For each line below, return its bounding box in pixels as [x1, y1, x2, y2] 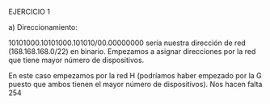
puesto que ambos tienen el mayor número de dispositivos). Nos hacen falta [8, 80, 263, 89]
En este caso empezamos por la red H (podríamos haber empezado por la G [8, 71, 263, 80]
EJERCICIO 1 [8, 7, 51, 16]
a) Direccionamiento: [8, 23, 78, 31]
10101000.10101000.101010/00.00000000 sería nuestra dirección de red [8, 38, 247, 48]
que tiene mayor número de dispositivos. [8, 56, 145, 64]
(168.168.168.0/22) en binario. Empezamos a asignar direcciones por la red [8, 47, 256, 56]
